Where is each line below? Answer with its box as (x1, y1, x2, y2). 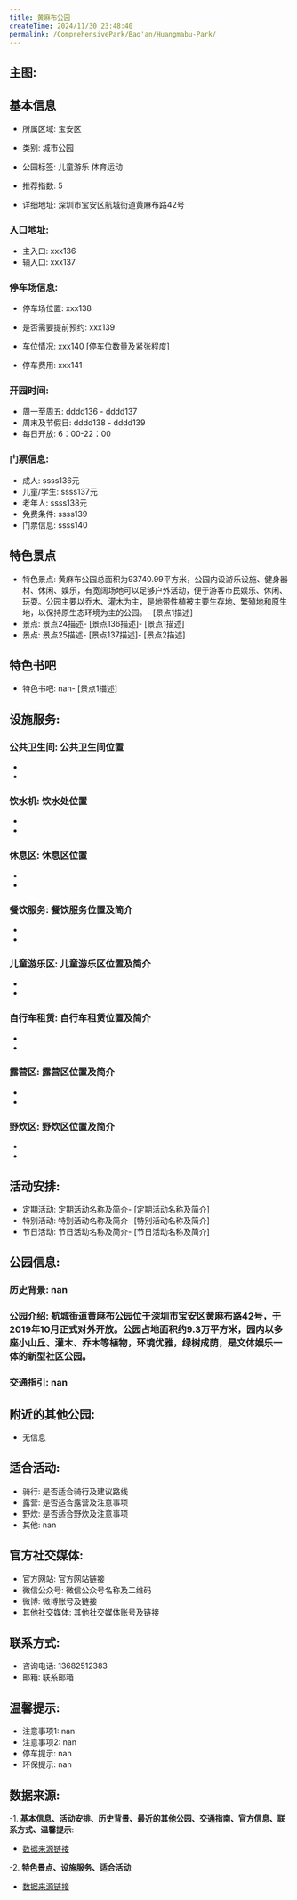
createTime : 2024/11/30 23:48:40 (9, 21, 133, 30)
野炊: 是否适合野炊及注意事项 (21, 1508, 129, 1518)
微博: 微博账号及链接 (21, 1595, 98, 1606)
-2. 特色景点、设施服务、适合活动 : (9, 1863, 133, 1872)
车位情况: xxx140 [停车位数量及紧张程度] (21, 341, 171, 352)
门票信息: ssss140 (21, 519, 88, 531)
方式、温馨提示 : (16, 1824, 75, 1835)
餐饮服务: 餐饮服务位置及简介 (9, 903, 133, 916)
